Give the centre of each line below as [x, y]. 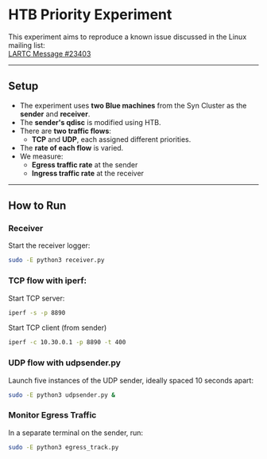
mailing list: [27, 45]
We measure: [41, 156]
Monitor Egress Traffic [52, 415]
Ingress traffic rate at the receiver [88, 173]
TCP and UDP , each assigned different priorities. [111, 139]
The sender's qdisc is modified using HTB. [90, 122]
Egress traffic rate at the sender [85, 164]
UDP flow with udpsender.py [65, 363]
